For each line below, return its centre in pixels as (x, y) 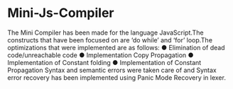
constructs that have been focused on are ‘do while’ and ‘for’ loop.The (110, 40)
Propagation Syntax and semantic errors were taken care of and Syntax (112, 70)
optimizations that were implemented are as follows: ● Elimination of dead (116, 47)
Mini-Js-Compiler (61, 13)
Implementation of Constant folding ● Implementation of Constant (104, 62)
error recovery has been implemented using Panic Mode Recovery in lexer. (116, 77)
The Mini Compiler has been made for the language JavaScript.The (105, 32)
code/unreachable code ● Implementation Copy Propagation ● (101, 55)
